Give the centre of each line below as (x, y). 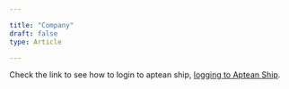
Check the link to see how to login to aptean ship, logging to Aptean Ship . (145, 75)
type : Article (36, 42)
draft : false (34, 33)
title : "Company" (42, 25)
